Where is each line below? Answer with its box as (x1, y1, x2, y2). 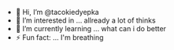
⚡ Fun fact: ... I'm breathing (15, 33, 104, 42)
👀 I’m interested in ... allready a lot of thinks (15, 16, 156, 25)
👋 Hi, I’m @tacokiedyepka (15, 8, 100, 16)
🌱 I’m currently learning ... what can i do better (15, 24, 167, 33)
